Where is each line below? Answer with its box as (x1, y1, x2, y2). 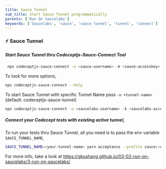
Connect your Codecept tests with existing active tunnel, (5, 117, 125, 123)
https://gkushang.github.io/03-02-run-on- (63, 153, 150, 159)
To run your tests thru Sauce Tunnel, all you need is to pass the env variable (5, 129, 160, 135)
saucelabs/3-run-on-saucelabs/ (5, 159, 71, 165)
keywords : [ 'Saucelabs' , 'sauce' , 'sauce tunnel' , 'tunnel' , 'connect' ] (5, 21, 158, 26)
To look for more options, (5, 73, 57, 79)
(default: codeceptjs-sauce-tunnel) (5, 97, 77, 103)
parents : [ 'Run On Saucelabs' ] (5, 16, 70, 21)
